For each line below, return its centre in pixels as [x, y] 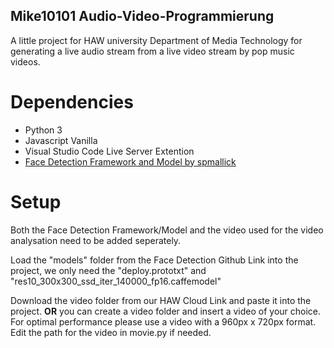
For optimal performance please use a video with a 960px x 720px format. [163, 321]
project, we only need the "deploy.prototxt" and [108, 270]
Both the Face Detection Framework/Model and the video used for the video [167, 230]
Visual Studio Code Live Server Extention [109, 151]
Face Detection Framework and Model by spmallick [130, 161]
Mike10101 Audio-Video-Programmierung [142, 16]
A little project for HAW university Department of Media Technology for [156, 40]
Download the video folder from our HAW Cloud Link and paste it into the [161, 300]
